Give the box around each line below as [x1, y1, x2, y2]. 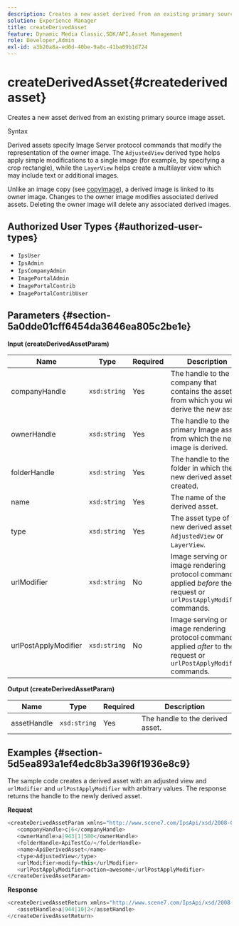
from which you [170, 395, 223, 405]
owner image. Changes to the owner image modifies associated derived [7, 192, 218, 200]
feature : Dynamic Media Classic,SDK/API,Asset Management [7, 30, 183, 38]
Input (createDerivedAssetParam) [7, 340, 110, 348]
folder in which [170, 463, 221, 473]
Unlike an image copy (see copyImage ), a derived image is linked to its [7, 185, 215, 193]
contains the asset [170, 386, 233, 396]
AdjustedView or [170, 531, 224, 541]
